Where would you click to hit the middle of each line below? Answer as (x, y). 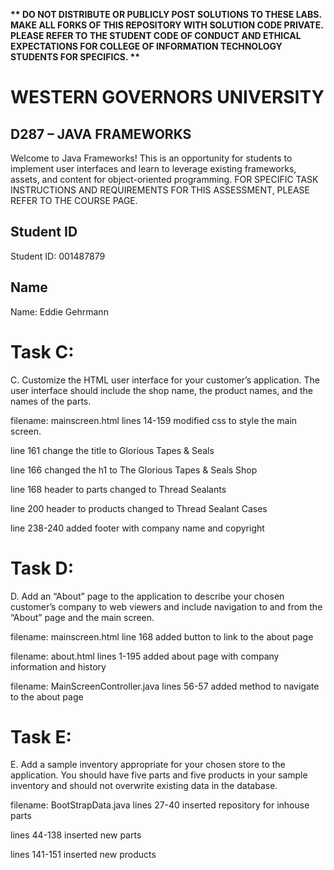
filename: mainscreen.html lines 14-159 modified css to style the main (154, 420)
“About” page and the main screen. (82, 617)
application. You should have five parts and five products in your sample (159, 775)
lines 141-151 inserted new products (83, 855)
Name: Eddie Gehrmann (59, 311)
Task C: (42, 351)
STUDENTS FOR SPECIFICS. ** (75, 57)
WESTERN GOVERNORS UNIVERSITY (167, 97)
